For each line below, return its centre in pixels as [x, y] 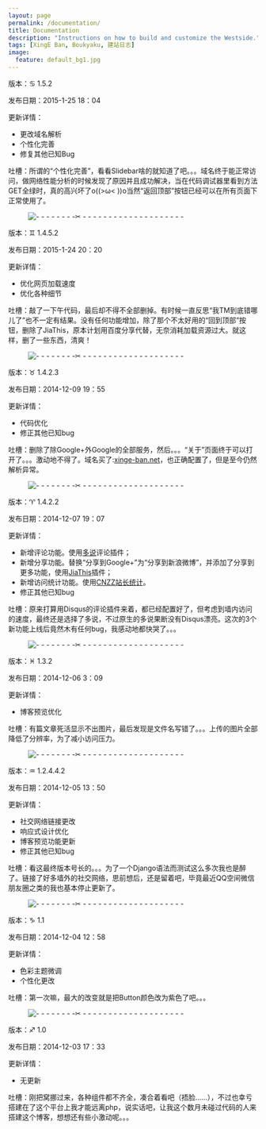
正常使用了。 [29, 200]
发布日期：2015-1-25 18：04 [55, 100]
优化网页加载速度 [47, 283]
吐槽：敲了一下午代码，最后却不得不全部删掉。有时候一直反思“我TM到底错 [129, 310]
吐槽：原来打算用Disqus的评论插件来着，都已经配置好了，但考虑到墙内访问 [131, 609]
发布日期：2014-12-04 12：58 [57, 937]
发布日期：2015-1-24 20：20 [55, 249]
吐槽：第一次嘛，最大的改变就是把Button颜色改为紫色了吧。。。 [109, 997]
